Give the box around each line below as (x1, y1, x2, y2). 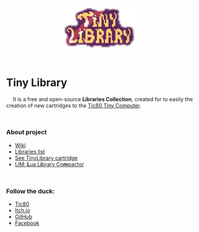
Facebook (14, 220, 40, 227)
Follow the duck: (6, 187, 55, 195)
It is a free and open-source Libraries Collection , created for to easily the (12, 95, 193, 102)
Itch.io (14, 207, 31, 214)
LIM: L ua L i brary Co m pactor (14, 161, 84, 168)
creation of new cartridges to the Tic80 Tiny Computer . (6, 102, 141, 109)
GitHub (14, 213, 33, 221)
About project (6, 128, 48, 136)
